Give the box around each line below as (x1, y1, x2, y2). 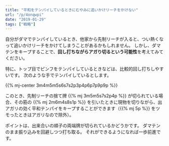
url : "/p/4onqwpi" (5, 12, 44, 17)
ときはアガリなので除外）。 (18, 112, 74, 118)
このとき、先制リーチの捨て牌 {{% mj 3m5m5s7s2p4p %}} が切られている (5, 93, 159, 99)
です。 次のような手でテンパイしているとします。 (9, 72, 112, 79)
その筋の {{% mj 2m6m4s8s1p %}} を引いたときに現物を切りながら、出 (14, 99, 162, 105)
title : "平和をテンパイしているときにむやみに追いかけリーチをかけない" (5, 7, 138, 13)
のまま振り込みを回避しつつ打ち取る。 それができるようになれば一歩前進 (5, 129, 156, 135)
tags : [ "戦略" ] (5, 21, 36, 27)
